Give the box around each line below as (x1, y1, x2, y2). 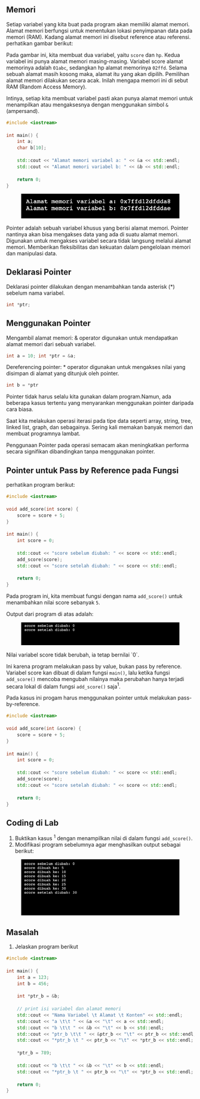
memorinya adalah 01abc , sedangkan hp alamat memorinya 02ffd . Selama (6, 64, 187, 71)
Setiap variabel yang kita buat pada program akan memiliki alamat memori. (6, 20, 190, 28)
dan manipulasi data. (6, 250, 58, 257)
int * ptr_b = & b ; (17, 993, 60, 999)
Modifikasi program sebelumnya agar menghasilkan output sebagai (14, 841, 181, 848)
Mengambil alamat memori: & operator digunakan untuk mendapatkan (6, 334, 178, 341)
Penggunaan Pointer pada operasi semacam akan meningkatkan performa (6, 442, 189, 449)
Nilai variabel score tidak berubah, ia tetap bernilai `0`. (6, 651, 140, 658)
